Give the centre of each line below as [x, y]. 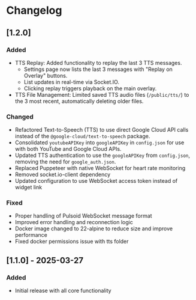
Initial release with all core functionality [63, 291]
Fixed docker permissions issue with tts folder [72, 242]
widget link [28, 188]
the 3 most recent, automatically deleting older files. [79, 101]
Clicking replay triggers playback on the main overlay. [90, 88]
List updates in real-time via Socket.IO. [72, 82]
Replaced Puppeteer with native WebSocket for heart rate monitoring [100, 168]
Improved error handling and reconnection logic [74, 222]
